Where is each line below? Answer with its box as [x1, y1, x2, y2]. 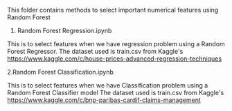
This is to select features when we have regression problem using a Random [7, 40, 225, 48]
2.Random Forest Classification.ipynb [7, 68, 114, 76]
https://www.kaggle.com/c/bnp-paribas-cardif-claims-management [7, 96, 201, 104]
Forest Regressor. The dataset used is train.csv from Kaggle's [7, 48, 184, 55]
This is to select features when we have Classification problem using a [7, 81, 208, 89]
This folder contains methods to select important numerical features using [7, 6, 219, 14]
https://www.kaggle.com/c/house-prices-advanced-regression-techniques [7, 54, 222, 63]
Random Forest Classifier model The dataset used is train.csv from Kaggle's [7, 89, 224, 97]
